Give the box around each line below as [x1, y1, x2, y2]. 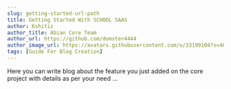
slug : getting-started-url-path [7, 10, 100, 17]
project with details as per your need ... [7, 74, 118, 82]
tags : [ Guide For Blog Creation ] [7, 49, 103, 55]
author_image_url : [7, 42, 60, 49]
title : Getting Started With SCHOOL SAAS [7, 16, 128, 23]
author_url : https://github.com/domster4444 [7, 36, 137, 42]
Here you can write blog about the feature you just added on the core [7, 66, 203, 75]
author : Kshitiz [7, 23, 54, 29]
